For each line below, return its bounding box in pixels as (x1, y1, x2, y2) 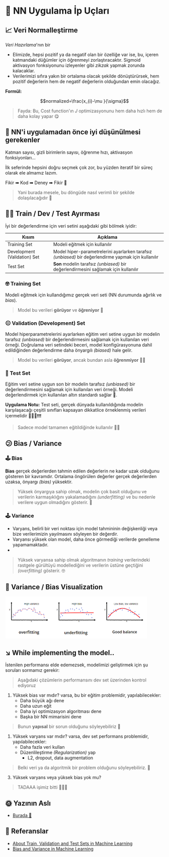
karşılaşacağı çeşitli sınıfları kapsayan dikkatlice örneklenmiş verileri (5, 407, 146, 413)
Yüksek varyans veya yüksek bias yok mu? (12, 775, 102, 781)
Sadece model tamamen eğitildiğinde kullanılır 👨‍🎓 (17, 424, 120, 431)
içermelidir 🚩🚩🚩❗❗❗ (5, 413, 42, 419)
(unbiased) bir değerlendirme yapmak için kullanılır (53, 253, 158, 260)
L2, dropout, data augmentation (27, 755, 94, 761)
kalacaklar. (12, 68, 35, 73)
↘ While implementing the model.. (5, 648, 115, 657)
